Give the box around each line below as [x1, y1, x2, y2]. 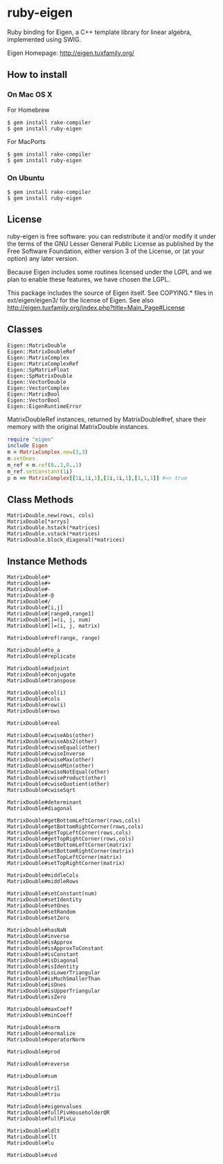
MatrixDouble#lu [7, 1140, 54, 1147]
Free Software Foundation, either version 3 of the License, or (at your [7, 247, 205, 255]
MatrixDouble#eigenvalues [7, 1104, 82, 1110]
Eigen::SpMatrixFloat [7, 366, 70, 373]
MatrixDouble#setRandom [7, 909, 76, 916]
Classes [7, 323, 43, 335]
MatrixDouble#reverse [7, 1060, 70, 1068]
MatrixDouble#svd [7, 1152, 57, 1159]
